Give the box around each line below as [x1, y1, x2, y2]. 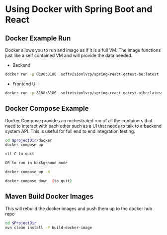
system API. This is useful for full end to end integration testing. [5, 128, 135, 134]
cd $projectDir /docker [5, 138, 52, 143]
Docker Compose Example [5, 104, 89, 113]
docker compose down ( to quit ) [5, 178, 72, 183]
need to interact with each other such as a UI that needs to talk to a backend [5, 123, 162, 129]
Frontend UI [12, 81, 37, 87]
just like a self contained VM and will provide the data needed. [5, 52, 133, 58]
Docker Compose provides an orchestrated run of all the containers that [5, 117, 153, 123]
